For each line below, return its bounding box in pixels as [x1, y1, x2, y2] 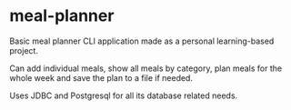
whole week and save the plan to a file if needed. [9, 72, 194, 83]
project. [9, 45, 39, 55]
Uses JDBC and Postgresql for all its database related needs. [9, 90, 238, 101]
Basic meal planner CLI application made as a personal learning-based [9, 35, 275, 46]
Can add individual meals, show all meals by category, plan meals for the [9, 63, 283, 74]
